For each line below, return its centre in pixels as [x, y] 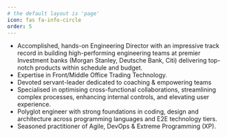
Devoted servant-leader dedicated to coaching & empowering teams [114, 83]
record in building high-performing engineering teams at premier [109, 53]
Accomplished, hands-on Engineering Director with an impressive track [118, 46]
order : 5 [20, 26]
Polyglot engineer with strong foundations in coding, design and [108, 112]
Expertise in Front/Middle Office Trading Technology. [92, 75]
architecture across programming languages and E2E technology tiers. [117, 119]
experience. [34, 105]
